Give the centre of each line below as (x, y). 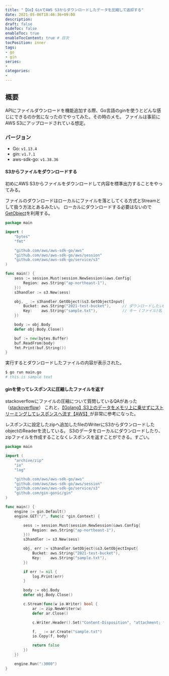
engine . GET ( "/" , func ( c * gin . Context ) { (57, 516)
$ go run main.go (23, 372)
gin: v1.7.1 (24, 154)
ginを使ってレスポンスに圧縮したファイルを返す (55, 389)
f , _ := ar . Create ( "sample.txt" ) (67, 632)
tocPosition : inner (26, 43)
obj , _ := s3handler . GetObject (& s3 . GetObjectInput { (69, 301)
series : (13, 62)
